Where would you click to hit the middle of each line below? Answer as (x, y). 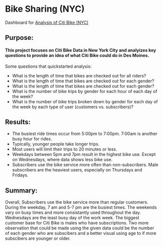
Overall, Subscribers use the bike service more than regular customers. (77, 202)
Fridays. (20, 175)
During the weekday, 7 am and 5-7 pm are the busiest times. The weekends (81, 208)
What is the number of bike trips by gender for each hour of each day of (85, 91)
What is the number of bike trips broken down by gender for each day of (85, 101)
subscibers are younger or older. (38, 238)
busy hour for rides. (32, 139)
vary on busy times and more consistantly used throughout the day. (73, 212)
